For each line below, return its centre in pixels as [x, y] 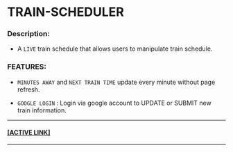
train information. [42, 110]
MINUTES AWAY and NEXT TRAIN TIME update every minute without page [116, 82]
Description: [28, 34]
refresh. [28, 89]
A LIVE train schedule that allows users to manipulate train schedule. [115, 49]
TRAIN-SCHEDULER [66, 12]
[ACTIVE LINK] [29, 133]
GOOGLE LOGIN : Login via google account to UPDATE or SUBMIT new [114, 103]
